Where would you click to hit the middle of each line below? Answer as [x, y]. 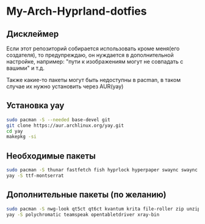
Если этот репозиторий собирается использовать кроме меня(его [93, 48]
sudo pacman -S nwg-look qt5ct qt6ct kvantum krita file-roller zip [95, 209]
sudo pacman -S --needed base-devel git [59, 120]
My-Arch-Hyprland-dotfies [77, 11]
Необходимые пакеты [51, 156]
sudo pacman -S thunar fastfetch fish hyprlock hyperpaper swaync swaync [102, 170]
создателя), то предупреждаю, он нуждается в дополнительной [90, 55]
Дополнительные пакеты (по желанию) [86, 195]
